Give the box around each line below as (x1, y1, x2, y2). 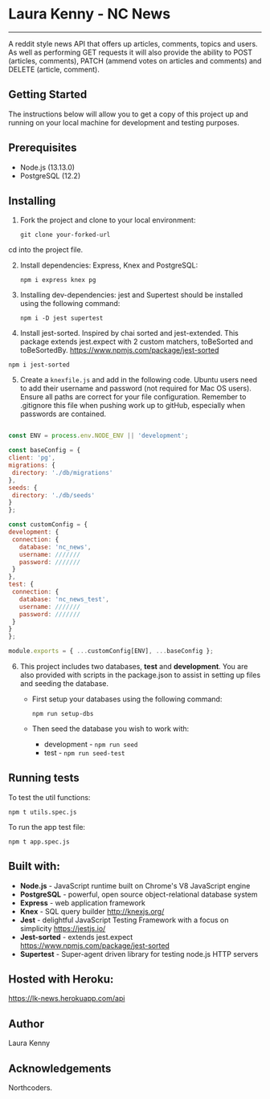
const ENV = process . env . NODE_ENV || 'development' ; (8, 431, 189, 440)
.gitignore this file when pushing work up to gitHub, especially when (19, 401, 246, 411)
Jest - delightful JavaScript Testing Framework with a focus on (19, 915, 229, 925)
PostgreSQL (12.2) (19, 170, 81, 181)
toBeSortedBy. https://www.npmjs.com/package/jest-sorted (19, 345, 219, 355)
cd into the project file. (8, 245, 84, 255)
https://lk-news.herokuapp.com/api (8, 994, 125, 1003)
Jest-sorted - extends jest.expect (19, 932, 133, 942)
